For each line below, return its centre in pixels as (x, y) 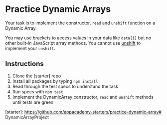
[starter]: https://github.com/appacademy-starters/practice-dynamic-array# (83, 112)
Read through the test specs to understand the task (65, 86)
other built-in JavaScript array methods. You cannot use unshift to (73, 43)
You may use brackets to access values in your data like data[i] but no (78, 38)
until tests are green (33, 102)
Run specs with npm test (38, 92)
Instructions (24, 64)
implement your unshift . (30, 48)
